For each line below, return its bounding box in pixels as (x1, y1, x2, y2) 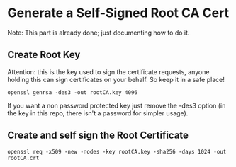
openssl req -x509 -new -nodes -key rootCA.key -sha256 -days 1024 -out (7, 148, 227, 155)
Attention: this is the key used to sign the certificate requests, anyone (7, 67, 210, 76)
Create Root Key (7, 49, 81, 61)
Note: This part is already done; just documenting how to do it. (7, 28, 190, 37)
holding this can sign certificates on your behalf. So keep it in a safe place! (7, 75, 225, 83)
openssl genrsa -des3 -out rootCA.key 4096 (7, 88, 138, 96)
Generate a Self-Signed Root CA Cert (7, 5, 229, 21)
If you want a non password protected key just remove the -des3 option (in (7, 101, 226, 110)
